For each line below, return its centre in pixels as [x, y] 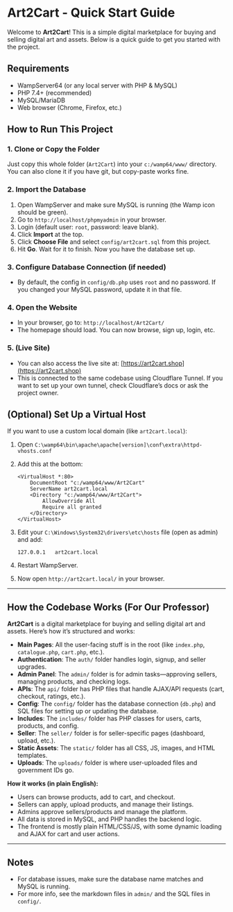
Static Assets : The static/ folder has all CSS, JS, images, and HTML [116, 748]
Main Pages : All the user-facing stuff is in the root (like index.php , [111, 645]
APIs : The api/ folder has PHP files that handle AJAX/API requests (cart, [121, 689]
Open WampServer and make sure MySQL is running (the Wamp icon [116, 205]
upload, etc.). [36, 740]
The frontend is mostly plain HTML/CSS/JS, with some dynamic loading [119, 827]
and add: [30, 540]
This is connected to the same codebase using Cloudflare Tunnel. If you [120, 378]
